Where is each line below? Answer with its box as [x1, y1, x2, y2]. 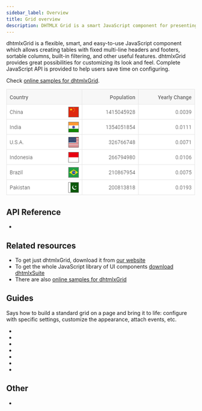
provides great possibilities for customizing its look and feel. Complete [6, 59, 180, 66]
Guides [6, 293, 34, 304]
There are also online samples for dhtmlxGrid [14, 276, 127, 283]
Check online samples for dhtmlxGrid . [6, 77, 100, 84]
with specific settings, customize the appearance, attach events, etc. [6, 316, 177, 323]
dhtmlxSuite [14, 269, 45, 276]
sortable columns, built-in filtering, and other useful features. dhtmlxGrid [6, 53, 186, 60]
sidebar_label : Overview [6, 10, 69, 16]
